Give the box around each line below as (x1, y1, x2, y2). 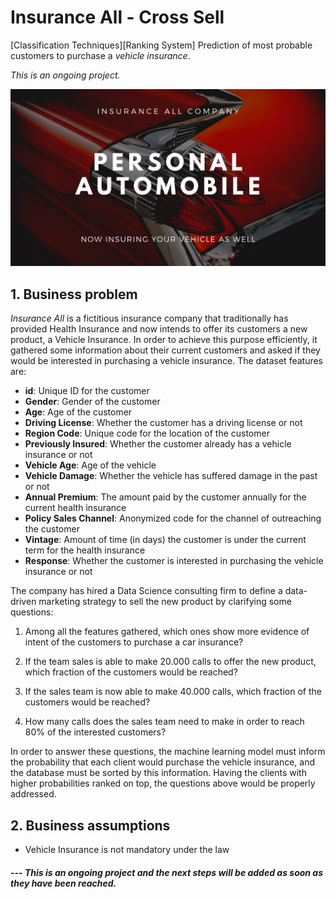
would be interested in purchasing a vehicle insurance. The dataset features (10, 355, 324, 367)
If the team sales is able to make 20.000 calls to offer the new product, (24, 656, 317, 668)
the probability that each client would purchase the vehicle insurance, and (10, 756, 316, 768)
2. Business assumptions (10, 817, 171, 834)
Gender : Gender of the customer (24, 396, 161, 408)
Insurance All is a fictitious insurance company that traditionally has (10, 312, 289, 325)
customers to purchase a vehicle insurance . (10, 49, 191, 61)
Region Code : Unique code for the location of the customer (24, 427, 270, 440)
